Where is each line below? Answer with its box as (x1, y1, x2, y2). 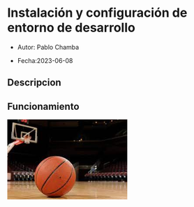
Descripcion (7, 77, 61, 89)
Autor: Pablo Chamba (17, 43, 80, 51)
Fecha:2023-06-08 (17, 56, 73, 64)
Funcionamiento (7, 100, 80, 113)
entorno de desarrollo (7, 20, 136, 36)
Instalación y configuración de (7, 5, 188, 21)
